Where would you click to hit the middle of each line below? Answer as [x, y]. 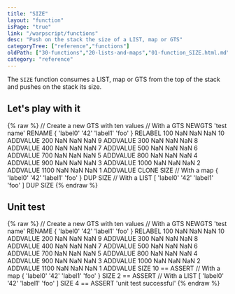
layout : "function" [36, 20]
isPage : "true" [29, 27]
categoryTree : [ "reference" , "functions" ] [69, 46]
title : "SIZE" [28, 14]
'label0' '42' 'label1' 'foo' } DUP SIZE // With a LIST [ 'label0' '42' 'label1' [111, 177]
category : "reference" [40, 59]
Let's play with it [44, 109]
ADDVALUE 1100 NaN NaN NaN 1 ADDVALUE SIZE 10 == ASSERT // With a [114, 268]
